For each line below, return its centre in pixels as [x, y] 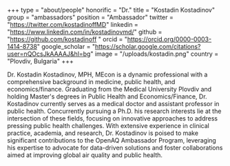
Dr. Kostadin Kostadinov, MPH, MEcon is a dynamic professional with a [107, 74]
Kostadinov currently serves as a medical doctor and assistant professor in [113, 104]
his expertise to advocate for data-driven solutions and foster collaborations [115, 148]
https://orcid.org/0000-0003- [169, 39]
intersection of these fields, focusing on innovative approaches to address [113, 118]
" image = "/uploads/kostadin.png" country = [155, 54]
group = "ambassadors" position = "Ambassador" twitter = [91, 17]
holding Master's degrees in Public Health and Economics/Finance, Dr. [107, 96]
